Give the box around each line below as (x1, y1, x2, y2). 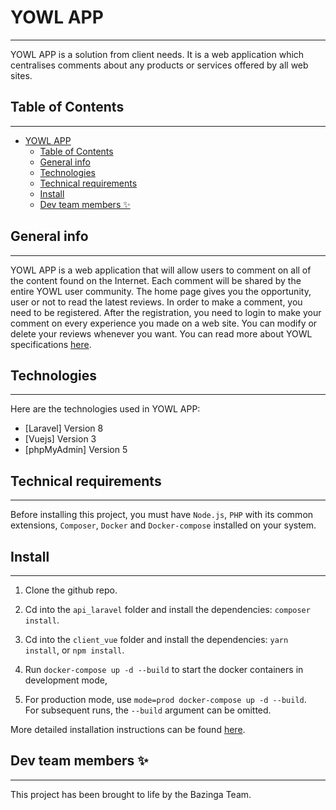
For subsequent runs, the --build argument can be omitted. (24, 704, 272, 716)
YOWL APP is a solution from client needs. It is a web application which (10, 48, 305, 60)
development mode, (24, 674, 108, 686)
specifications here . (10, 338, 92, 350)
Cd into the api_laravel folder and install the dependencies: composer (24, 604, 311, 615)
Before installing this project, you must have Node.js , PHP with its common (10, 509, 314, 521)
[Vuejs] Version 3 (24, 433, 97, 445)
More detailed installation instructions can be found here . (10, 724, 246, 735)
